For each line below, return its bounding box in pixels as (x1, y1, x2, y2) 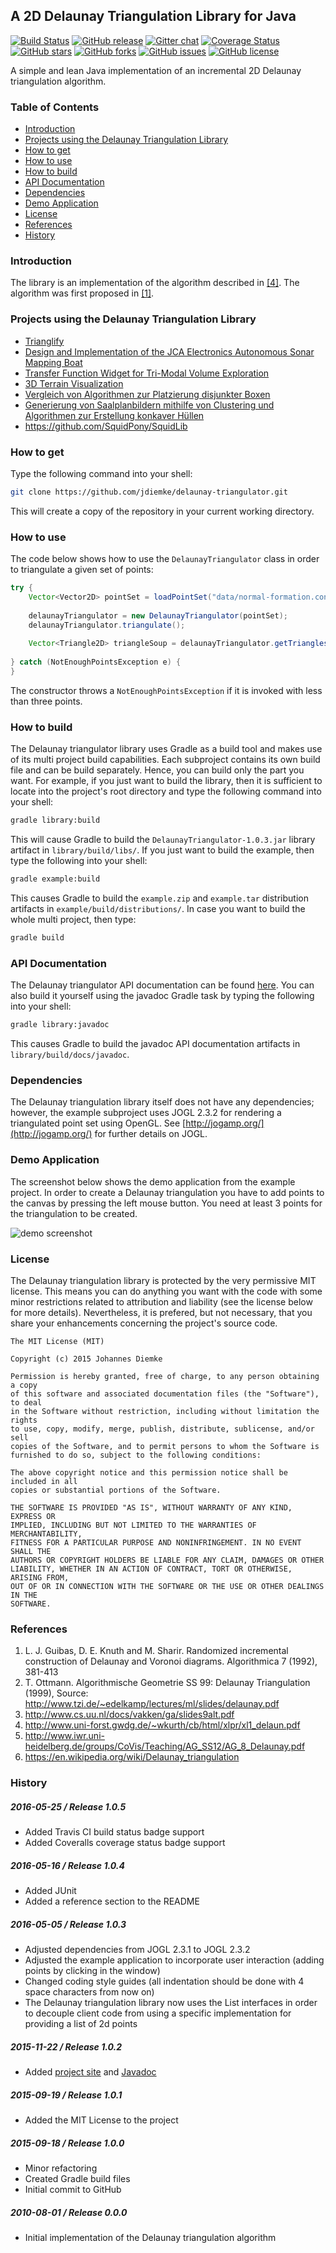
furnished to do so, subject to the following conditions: (10, 1450, 262, 1460)
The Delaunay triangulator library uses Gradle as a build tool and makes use (10, 743, 323, 755)
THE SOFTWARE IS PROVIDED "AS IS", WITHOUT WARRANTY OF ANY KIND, (10, 1502, 293, 1513)
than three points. (10, 695, 83, 707)
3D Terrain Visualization (24, 377, 124, 389)
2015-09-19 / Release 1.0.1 (10, 2089, 123, 2101)
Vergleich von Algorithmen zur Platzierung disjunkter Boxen (24, 388, 271, 400)
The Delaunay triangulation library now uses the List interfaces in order (24, 1997, 318, 2009)
